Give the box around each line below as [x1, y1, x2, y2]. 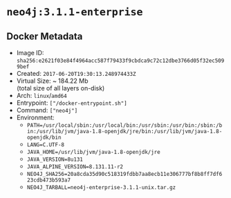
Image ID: [16, 49, 44, 57]
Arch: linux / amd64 [16, 92, 67, 99]
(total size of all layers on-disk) [16, 84, 105, 92]
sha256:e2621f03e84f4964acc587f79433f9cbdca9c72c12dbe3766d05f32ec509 [16, 57, 225, 64]
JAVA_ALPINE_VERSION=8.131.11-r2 [26, 164, 124, 170]
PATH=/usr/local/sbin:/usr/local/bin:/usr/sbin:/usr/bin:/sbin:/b [26, 122, 223, 129]
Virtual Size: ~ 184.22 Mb [16, 77, 89, 85]
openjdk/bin [26, 134, 62, 141]
